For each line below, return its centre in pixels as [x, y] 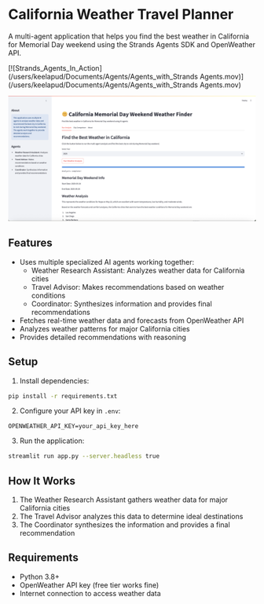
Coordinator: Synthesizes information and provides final [121, 303]
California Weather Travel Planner [121, 15]
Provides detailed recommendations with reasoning [103, 337]
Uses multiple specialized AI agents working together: [107, 262]
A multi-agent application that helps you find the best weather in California [129, 36]
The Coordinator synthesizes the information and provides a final [125, 525]
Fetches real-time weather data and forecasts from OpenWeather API [132, 320]
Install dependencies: [54, 381]
